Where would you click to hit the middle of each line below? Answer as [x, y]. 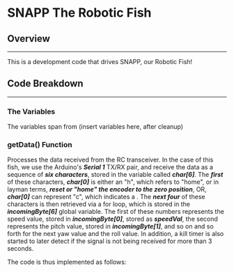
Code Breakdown [45, 84]
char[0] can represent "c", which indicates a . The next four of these [106, 197]
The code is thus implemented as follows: [67, 262]
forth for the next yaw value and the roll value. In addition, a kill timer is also [116, 234]
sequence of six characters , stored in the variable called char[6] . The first [115, 175]
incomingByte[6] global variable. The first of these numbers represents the [116, 212]
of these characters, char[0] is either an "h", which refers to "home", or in [113, 182]
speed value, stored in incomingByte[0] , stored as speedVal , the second [112, 219]
